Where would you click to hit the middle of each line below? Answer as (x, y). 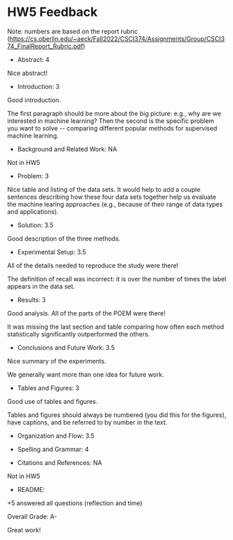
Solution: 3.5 (35, 225)
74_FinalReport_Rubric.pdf (45, 46)
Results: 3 (32, 300)
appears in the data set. (41, 286)
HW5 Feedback (53, 12)
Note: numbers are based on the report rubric (72, 31)
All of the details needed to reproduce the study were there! (93, 265)
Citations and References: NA (59, 462)
